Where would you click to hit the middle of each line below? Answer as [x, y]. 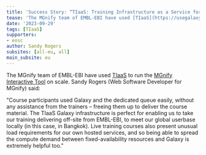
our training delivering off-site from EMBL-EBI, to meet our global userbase [101, 119]
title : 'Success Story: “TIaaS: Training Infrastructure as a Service [98, 12]
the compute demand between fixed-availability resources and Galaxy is [98, 139]
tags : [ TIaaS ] [25, 29]
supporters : [21, 35]
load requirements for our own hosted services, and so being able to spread [102, 132]
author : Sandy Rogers [34, 47]
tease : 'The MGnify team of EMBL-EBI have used [68, 18]
